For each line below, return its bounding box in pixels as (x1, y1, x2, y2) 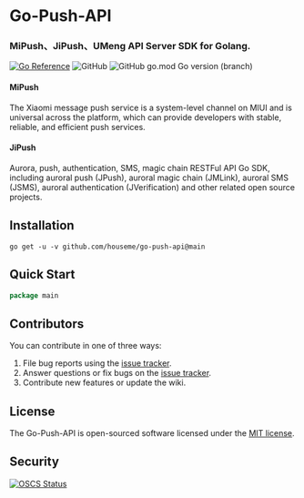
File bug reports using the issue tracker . (22, 358, 172, 369)
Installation (9, 218, 75, 233)
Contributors (9, 316, 85, 331)
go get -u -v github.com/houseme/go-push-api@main (9, 242, 206, 251)
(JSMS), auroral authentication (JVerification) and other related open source (9, 181, 296, 192)
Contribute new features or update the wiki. (22, 377, 187, 388)
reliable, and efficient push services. (9, 121, 146, 132)
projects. (9, 191, 43, 202)
